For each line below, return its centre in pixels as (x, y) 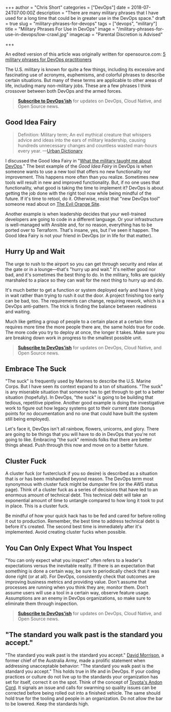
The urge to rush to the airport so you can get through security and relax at (84, 264)
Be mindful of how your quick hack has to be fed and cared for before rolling (85, 516)
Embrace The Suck (36, 369)
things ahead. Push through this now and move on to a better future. (77, 445)
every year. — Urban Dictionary (50, 151)
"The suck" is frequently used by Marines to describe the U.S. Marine (78, 381)
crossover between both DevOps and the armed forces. (64, 91)
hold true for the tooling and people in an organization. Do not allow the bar (84, 698)
